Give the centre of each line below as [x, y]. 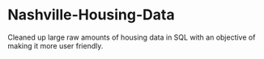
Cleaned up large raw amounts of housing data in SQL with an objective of [132, 37]
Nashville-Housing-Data [91, 15]
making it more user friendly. [55, 45]
